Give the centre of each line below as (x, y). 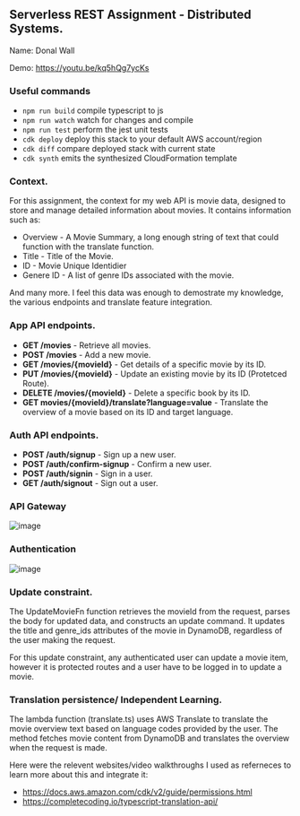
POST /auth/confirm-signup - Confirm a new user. (117, 464)
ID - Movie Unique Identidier (74, 266)
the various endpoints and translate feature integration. (111, 302)
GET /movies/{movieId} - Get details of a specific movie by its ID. (144, 364)
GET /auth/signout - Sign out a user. (90, 483)
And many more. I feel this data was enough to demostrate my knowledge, (146, 293)
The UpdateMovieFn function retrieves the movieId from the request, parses (150, 611)
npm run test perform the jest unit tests (95, 130)
